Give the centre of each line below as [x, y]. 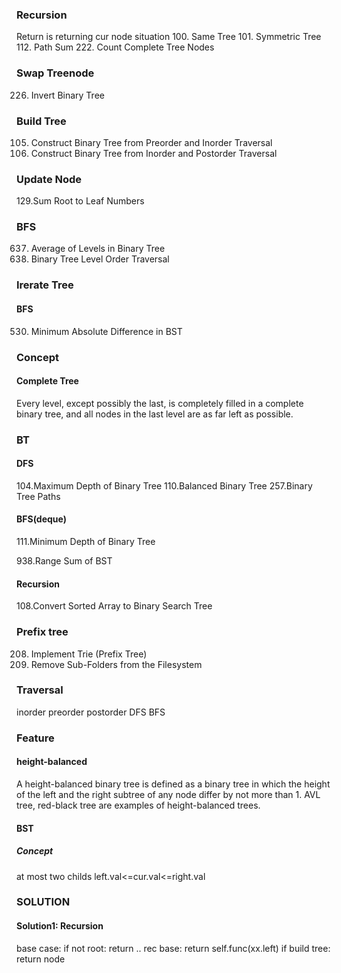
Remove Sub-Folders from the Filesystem [116, 664]
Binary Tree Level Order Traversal [100, 259]
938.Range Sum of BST [64, 561]
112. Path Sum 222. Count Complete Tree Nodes [115, 47]
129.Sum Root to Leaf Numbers [80, 201]
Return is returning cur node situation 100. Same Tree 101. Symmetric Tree [169, 37]
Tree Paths [38, 496]
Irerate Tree [45, 285]
